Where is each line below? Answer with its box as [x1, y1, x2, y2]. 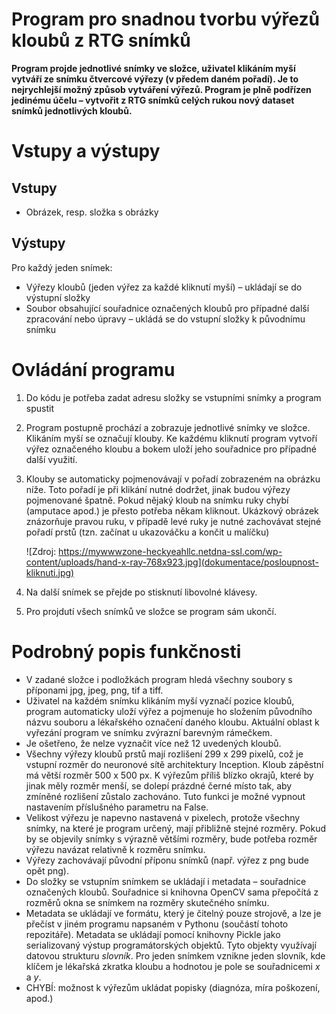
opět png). [25, 864, 70, 877]
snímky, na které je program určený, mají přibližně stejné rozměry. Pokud [25, 822, 327, 834]
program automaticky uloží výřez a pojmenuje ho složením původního [25, 705, 313, 717]
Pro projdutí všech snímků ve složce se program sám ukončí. [25, 605, 277, 617]
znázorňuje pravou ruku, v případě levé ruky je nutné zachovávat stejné [25, 515, 322, 527]
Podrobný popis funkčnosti [11, 640, 242, 663]
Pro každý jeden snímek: [11, 261, 113, 273]
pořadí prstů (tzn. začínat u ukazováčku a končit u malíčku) [25, 526, 270, 538]
